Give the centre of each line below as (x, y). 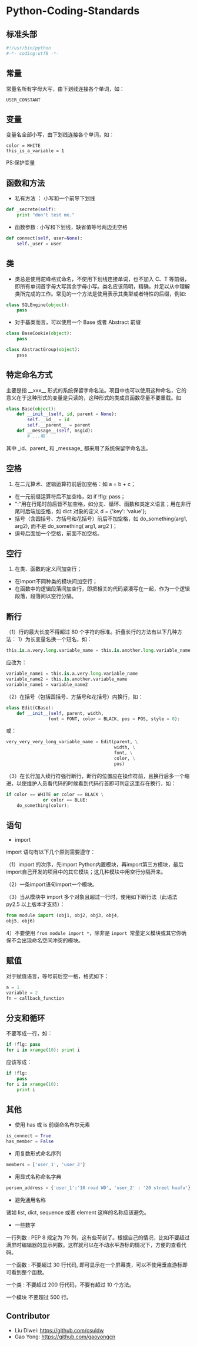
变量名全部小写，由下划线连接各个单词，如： (60, 134)
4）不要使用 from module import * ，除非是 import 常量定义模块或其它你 (94, 933)
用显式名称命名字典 (38, 1176)
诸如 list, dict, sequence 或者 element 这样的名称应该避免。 (78, 1212)
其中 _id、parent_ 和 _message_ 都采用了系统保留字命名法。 (79, 448)
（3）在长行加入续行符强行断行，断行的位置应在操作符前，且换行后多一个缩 (98, 776)
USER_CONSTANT (24, 100)
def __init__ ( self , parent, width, (60, 713)
